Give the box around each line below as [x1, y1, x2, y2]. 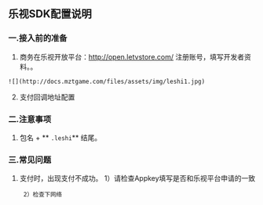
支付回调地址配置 [19, 92, 75, 102]
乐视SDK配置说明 [8, 7, 93, 21]
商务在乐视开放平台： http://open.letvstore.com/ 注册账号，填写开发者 [19, 52, 245, 61]
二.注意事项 [8, 113, 52, 124]
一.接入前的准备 [8, 33, 68, 44]
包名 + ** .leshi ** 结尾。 [19, 132, 102, 142]
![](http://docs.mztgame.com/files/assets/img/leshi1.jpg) [8, 77, 206, 85]
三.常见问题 [8, 154, 52, 165]
